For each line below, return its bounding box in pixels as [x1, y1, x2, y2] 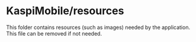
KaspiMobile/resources [6, 4, 124, 18]
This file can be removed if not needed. [6, 30, 102, 37]
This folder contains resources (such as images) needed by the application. [6, 24, 191, 31]
